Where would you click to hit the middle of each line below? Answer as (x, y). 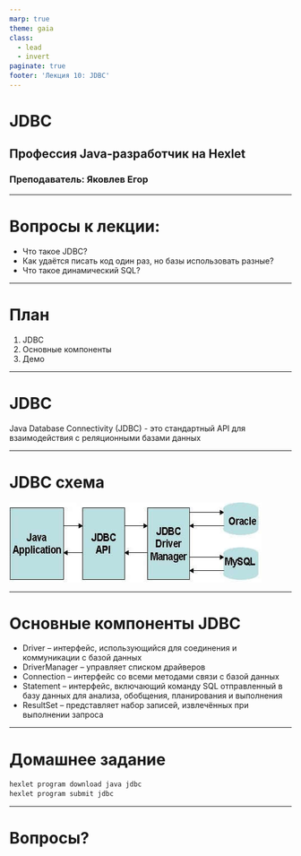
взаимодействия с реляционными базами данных (105, 437)
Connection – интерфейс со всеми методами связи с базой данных (150, 677)
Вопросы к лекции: (85, 226)
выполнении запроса (63, 715)
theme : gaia (31, 28)
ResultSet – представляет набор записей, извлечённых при (135, 705)
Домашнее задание (87, 760)
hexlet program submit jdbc (62, 794)
